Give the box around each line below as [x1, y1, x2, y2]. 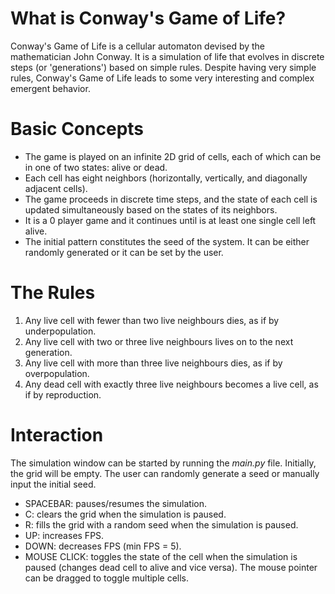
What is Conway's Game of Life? [10, 7, 287, 30]
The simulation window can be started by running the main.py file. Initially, [10, 457, 317, 469]
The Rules [10, 282, 96, 304]
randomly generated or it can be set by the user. [24, 246, 224, 258]
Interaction [10, 424, 104, 446]
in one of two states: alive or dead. [24, 161, 168, 173]
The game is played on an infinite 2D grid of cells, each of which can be [24, 150, 322, 162]
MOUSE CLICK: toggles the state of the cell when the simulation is [24, 550, 298, 562]
